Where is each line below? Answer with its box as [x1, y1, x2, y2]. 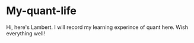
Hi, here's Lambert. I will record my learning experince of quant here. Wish [6, 24, 189, 31]
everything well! [6, 29, 46, 37]
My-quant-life [6, 4, 77, 18]
